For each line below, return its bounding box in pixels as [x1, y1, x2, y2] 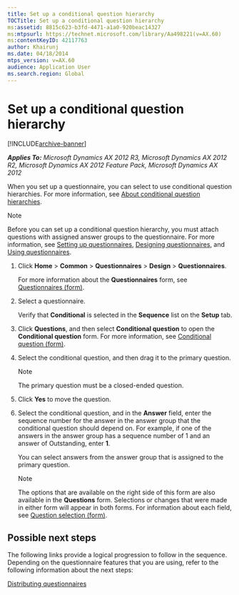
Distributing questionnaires [7, 579, 87, 589]
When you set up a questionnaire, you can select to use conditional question [7, 183, 233, 191]
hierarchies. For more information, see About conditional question [7, 190, 200, 198]
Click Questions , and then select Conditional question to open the [17, 325, 215, 333]
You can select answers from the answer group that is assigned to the [17, 453, 224, 462]
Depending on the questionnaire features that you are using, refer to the [7, 558, 219, 567]
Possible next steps [7, 532, 96, 544]
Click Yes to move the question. [17, 395, 112, 404]
